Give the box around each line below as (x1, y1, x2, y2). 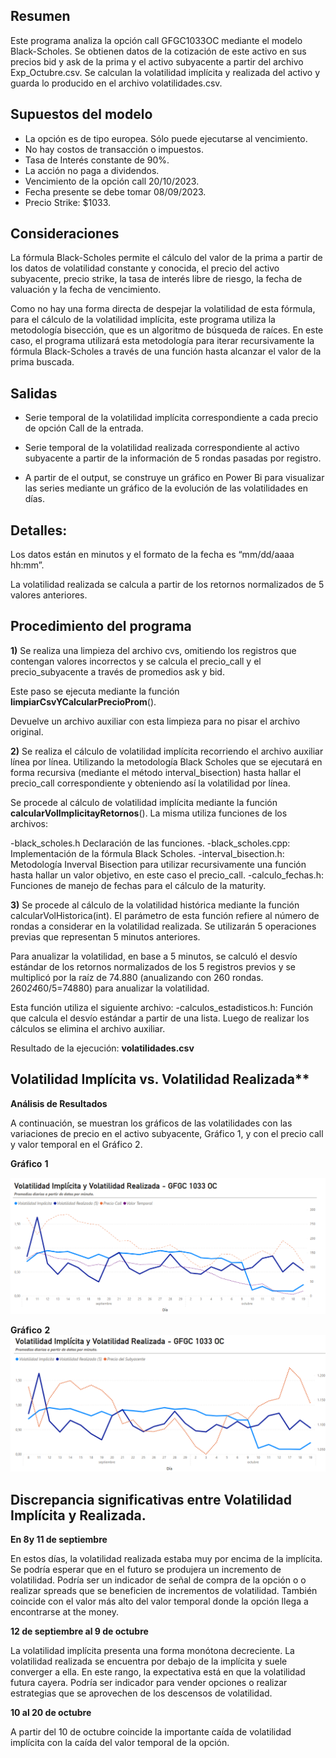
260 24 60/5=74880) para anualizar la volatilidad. (10, 982, 210, 994)
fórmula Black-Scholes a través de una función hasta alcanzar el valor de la (10, 345, 322, 358)
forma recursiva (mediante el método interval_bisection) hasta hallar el (10, 766, 302, 778)
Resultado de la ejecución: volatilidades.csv (10, 1042, 195, 1054)
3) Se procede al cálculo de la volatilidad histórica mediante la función (10, 899, 300, 911)
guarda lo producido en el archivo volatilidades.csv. (10, 77, 223, 89)
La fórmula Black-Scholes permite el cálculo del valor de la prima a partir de (10, 252, 323, 264)
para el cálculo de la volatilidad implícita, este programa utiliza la (10, 314, 276, 326)
